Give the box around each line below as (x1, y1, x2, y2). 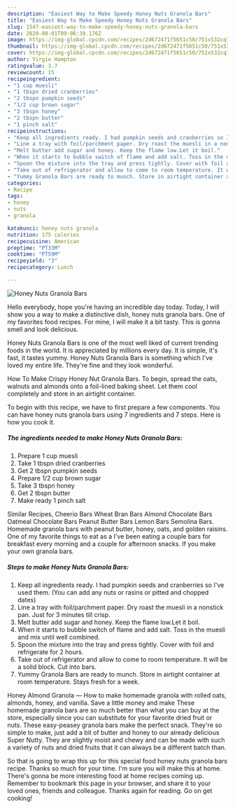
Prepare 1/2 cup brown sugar (17, 473, 101, 482)
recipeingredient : (7, 75, 61, 83)
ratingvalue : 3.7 (7, 62, 58, 69)
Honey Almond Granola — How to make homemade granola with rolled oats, (7, 691, 227, 699)
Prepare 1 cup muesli (17, 451, 78, 459)
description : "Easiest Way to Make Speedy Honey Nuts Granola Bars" (7, 10, 211, 18)
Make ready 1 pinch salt (17, 496, 86, 504)
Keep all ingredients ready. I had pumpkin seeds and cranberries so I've (17, 581, 225, 589)
